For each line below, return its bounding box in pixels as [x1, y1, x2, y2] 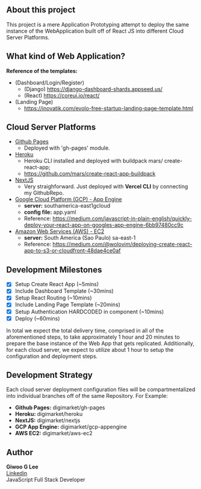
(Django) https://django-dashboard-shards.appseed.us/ [23, 85, 163, 92]
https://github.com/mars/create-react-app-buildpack [23, 170, 156, 177]
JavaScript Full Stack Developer [6, 476, 85, 484]
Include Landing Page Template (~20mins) [14, 301, 120, 308]
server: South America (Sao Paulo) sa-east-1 [23, 234, 136, 241]
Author [6, 447, 33, 458]
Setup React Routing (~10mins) [14, 294, 92, 301]
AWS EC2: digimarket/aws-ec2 [14, 430, 93, 437]
